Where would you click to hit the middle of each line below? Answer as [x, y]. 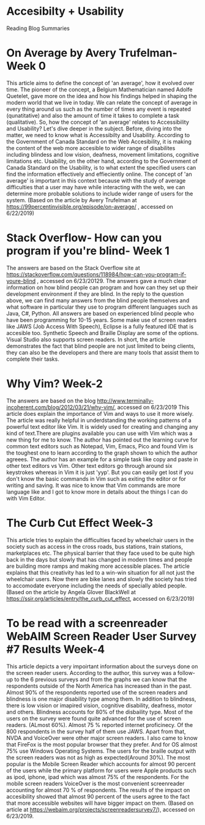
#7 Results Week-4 [56, 649]
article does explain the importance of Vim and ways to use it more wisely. [100, 413]
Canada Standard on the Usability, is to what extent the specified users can [101, 167]
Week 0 [26, 66]
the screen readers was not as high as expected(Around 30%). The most [99, 757]
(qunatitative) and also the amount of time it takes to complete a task [93, 115]
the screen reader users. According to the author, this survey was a [91, 672]
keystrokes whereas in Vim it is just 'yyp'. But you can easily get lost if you [100, 472]
